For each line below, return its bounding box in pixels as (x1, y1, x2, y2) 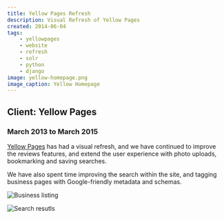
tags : (7, 29, 23, 36)
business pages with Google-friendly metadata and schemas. (7, 177, 182, 186)
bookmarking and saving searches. (7, 156, 107, 165)
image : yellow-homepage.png (7, 74, 88, 81)
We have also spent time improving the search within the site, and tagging (7, 170, 217, 178)
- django (19, 67, 45, 74)
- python (19, 61, 45, 68)
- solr (19, 55, 39, 62)
